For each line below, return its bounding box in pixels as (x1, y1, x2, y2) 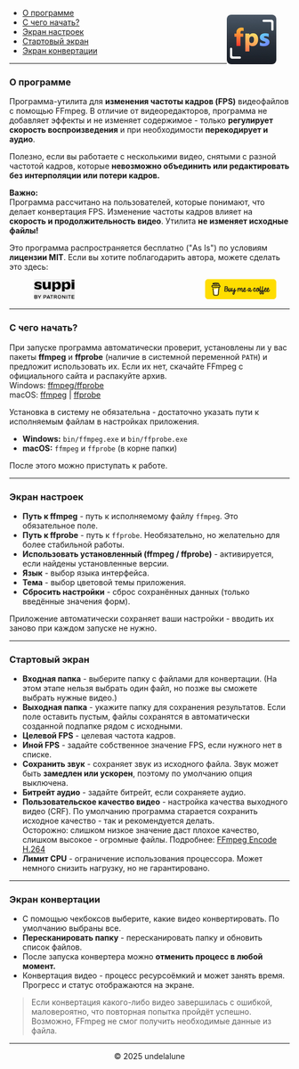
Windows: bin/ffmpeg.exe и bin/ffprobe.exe (21, 433, 189, 444)
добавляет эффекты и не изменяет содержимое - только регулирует (9, 115, 274, 126)
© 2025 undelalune (114, 1051, 185, 1062)
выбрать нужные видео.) (21, 692, 117, 703)
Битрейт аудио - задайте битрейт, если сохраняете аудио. (21, 787, 246, 798)
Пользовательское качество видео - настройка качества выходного (21, 796, 288, 807)
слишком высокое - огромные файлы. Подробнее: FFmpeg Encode (21, 835, 278, 845)
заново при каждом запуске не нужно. (9, 623, 158, 633)
